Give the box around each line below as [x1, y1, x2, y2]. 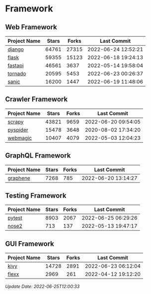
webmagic [7, 134, 32, 141]
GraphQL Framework [5, 151, 71, 160]
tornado [7, 70, 26, 77]
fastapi [7, 62, 24, 69]
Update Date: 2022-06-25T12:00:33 [5, 284, 80, 290]
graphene [7, 175, 31, 182]
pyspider [7, 126, 28, 133]
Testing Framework [5, 192, 67, 200]
